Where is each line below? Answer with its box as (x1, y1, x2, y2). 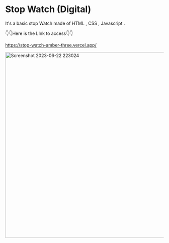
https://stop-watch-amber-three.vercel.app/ (5, 42, 97, 48)
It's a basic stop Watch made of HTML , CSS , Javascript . (5, 20, 125, 26)
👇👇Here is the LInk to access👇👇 (5, 30, 73, 36)
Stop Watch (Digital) (5, 4, 92, 15)
